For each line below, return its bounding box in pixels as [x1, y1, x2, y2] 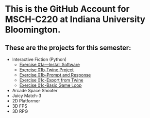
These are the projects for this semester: [5, 43, 131, 52]
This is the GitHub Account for [5, 3, 130, 15]
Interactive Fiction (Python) [12, 57, 67, 62]
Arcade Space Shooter [12, 88, 58, 93]
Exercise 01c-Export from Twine [19, 77, 83, 83]
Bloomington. [5, 24, 61, 35]
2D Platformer [12, 98, 40, 103]
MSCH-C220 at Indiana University [5, 14, 146, 25]
